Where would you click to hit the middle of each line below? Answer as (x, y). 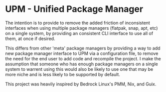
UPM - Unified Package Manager (74, 9)
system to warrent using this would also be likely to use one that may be (79, 69)
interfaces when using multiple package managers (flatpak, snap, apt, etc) (82, 28)
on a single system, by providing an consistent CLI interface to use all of (79, 33)
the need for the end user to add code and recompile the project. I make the (83, 58)
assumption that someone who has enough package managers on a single (82, 64)
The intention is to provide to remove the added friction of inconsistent (78, 23)
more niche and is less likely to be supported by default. (63, 74)
